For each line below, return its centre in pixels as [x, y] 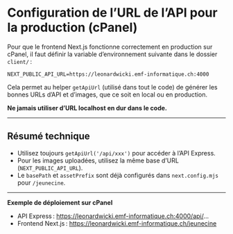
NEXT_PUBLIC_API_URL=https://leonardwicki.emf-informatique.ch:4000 [108, 74]
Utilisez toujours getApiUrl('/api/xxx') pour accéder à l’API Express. [116, 153]
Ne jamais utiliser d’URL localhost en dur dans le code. [87, 108]
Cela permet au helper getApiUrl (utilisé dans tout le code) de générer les [112, 87]
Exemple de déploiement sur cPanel [60, 202]
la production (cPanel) [72, 27]
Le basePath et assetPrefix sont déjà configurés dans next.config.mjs [118, 175]
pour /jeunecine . [41, 183]
